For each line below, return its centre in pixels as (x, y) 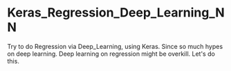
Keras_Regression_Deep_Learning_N (116, 13)
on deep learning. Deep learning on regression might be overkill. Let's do (111, 54)
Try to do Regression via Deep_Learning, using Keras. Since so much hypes (115, 46)
